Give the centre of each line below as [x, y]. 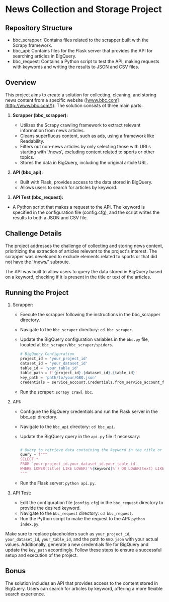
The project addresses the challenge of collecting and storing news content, [84, 246]
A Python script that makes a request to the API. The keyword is [78, 207]
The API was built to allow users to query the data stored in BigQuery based [84, 271]
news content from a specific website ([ [47, 100]
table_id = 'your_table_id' [49, 368]
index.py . [30, 524]
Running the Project [37, 293]
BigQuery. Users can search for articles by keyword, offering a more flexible [84, 588]
